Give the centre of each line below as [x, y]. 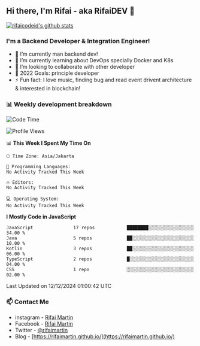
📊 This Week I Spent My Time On [49, 143]
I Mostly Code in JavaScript [41, 217]
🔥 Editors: [20, 183]
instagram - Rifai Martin [44, 317]
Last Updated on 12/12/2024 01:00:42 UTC [59, 286]
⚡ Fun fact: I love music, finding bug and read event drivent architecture [103, 80]
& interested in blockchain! [48, 89]
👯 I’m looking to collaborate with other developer [75, 67]
